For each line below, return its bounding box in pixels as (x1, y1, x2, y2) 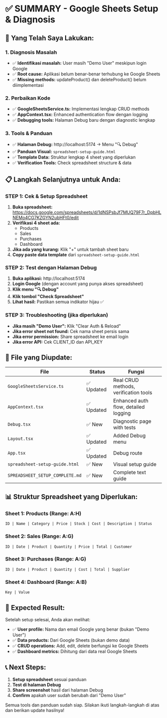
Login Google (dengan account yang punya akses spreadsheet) (12, 281, 144, 287)
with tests (113, 424, 136, 431)
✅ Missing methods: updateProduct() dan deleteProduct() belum (12, 76, 147, 82)
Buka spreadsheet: (12, 204, 53, 210)
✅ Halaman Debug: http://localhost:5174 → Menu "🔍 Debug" (12, 142, 138, 148)
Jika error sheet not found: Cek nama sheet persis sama (12, 328, 129, 334)
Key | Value (5, 590, 30, 595)
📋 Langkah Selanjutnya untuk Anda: (5, 175, 121, 183)
